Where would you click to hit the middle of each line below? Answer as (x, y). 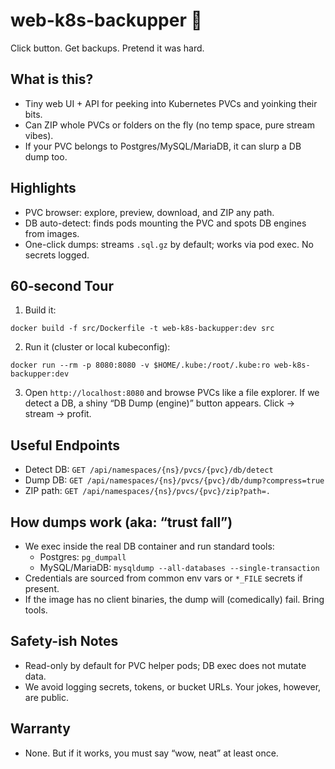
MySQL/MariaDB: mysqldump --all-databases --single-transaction (179, 567)
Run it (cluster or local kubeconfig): (97, 347)
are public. (47, 697)
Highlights (43, 188)
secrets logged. (57, 255)
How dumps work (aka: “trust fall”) (121, 522)
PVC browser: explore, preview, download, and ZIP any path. (149, 212)
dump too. (46, 156)
